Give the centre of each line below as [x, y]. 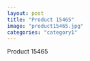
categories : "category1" [42, 32]
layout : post [26, 13]
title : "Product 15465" [41, 20]
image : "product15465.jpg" [45, 26]
